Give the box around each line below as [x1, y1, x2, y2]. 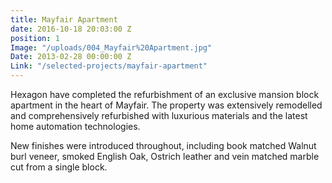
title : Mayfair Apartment [10, 14, 118, 25]
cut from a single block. [10, 161, 108, 173]
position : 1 [10, 33, 60, 43]
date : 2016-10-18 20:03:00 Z [10, 24, 132, 34]
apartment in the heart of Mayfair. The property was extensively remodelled [10, 99, 323, 111]
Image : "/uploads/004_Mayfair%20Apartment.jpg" [10, 42, 213, 53]
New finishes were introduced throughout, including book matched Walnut [10, 140, 317, 151]
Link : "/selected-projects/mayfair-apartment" [10, 61, 208, 71]
